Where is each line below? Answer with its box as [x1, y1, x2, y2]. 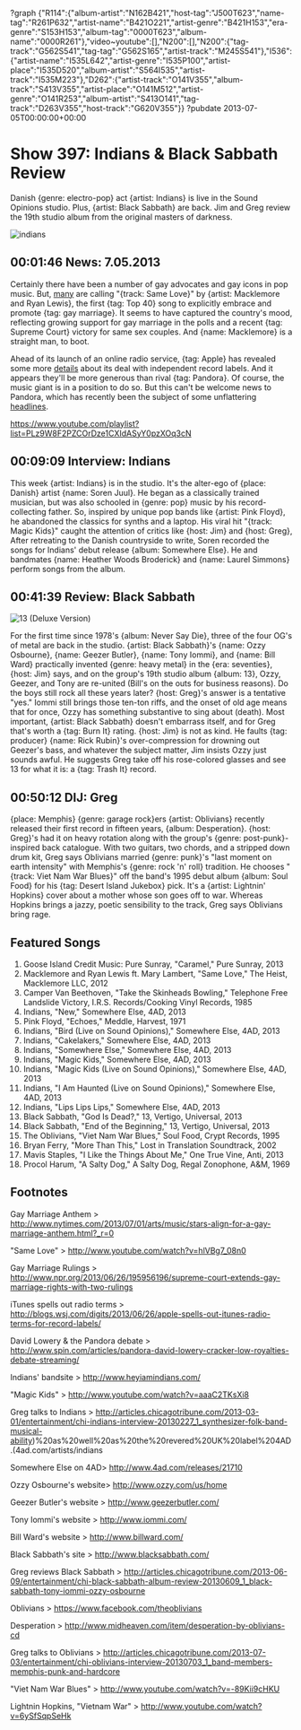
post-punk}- [243, 833, 289, 844]
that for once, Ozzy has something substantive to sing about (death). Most [10, 707, 285, 717]
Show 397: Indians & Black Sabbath [10, 143, 279, 164]
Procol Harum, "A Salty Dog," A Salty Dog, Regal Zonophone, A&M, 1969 [22, 1159, 290, 1169]
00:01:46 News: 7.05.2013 [10, 255, 160, 270]
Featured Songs [10, 935, 101, 950]
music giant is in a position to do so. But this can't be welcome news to [10, 381, 272, 393]
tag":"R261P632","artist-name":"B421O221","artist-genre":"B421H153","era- [10, 17, 288, 28]
